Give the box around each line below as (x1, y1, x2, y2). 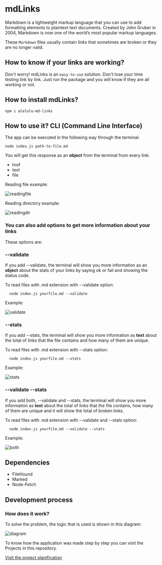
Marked (12, 477, 28, 482)
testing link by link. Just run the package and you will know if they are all (5, 76, 149, 82)
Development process (5, 496, 73, 504)
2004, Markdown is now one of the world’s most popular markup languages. (5, 30, 157, 35)
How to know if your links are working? (5, 58, 125, 66)
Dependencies (5, 458, 50, 466)
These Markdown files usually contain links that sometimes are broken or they (5, 39, 157, 45)
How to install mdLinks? (5, 96, 79, 104)
